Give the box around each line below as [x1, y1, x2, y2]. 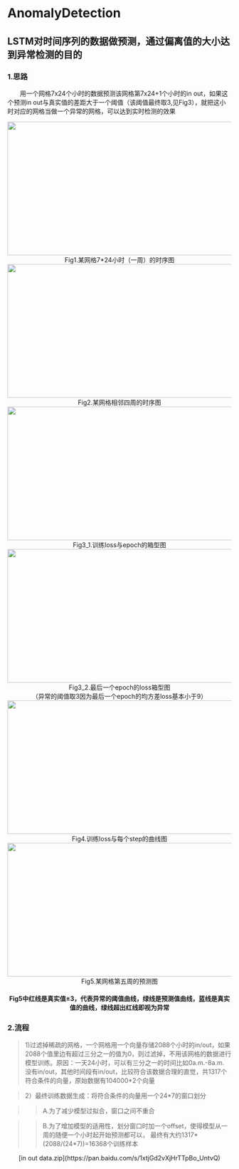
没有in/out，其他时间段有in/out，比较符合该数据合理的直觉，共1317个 [24, 1067, 228, 1076]
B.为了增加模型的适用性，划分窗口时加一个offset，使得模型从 [42, 1121, 222, 1130]
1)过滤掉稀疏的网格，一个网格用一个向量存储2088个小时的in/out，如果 [24, 1040, 231, 1049]
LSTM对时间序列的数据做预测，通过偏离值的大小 [7, 35, 221, 47]
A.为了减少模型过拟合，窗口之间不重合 [42, 1106, 155, 1115]
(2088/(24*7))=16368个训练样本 [42, 1139, 139, 1148]
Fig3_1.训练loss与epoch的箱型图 [73, 540, 166, 549]
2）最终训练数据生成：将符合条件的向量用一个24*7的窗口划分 [24, 1091, 206, 1100]
